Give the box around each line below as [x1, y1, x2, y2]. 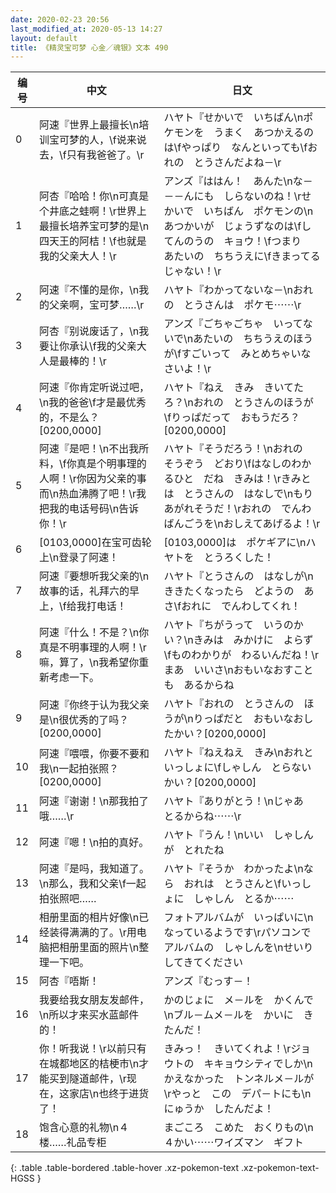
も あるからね [163, 678, 235, 692]
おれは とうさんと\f [183, 877, 282, 891]
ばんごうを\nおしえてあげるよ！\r [163, 517, 321, 531]
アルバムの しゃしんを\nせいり [163, 941, 314, 955]
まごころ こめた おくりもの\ [163, 1121, 308, 1135]
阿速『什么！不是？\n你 [38, 626, 150, 640]
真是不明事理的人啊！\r [38, 641, 147, 655]
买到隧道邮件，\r [48, 1072, 127, 1086]
